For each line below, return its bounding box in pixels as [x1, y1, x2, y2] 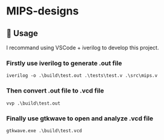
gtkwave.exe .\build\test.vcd [6, 127, 83, 133]
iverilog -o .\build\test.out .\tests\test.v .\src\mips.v [6, 73, 158, 79]
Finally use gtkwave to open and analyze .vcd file [6, 114, 154, 123]
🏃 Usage [6, 28, 38, 38]
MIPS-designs [6, 4, 79, 18]
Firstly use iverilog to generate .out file [6, 59, 122, 67]
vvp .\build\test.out [6, 100, 61, 106]
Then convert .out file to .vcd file [6, 87, 104, 95]
